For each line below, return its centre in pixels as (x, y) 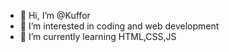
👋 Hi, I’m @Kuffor (55, 15)
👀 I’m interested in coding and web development (119, 26)
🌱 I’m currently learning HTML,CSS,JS (98, 36)
